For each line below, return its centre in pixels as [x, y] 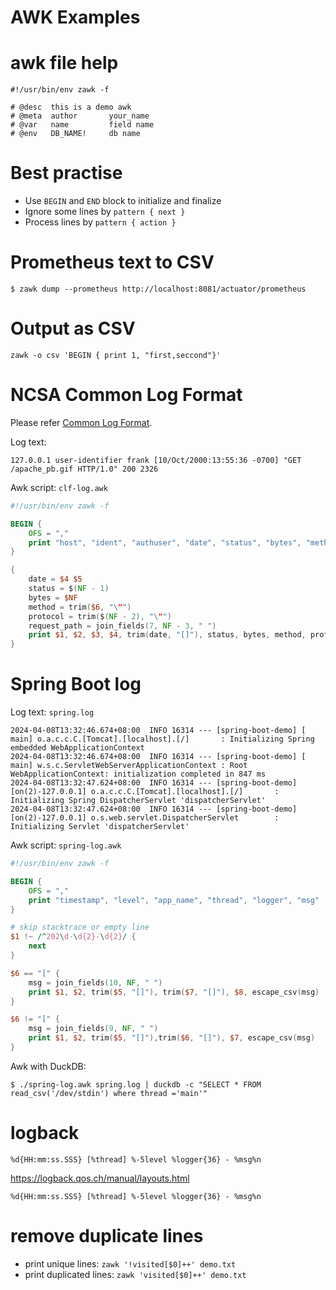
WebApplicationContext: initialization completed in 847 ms [138, 774]
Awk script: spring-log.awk [66, 845]
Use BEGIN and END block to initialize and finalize [123, 201]
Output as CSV [73, 328]
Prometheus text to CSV [112, 262]
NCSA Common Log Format [126, 395]
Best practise [66, 173]
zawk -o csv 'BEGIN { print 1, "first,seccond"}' [116, 355]
